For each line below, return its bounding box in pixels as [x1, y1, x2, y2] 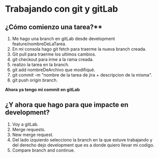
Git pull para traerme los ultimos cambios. [12, 51, 97, 57]
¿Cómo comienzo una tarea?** [5, 23, 102, 31]
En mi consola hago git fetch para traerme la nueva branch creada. [12, 46, 147, 52]
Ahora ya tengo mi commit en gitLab [5, 87, 80, 92]
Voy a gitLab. [12, 121, 39, 127]
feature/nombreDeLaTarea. [12, 41, 67, 47]
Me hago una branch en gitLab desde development [12, 36, 116, 41]
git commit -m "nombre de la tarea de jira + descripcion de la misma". [12, 72, 153, 78]
